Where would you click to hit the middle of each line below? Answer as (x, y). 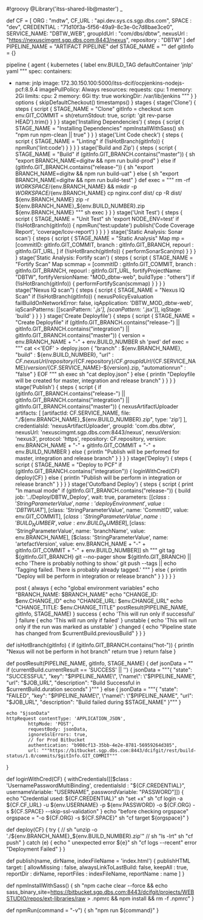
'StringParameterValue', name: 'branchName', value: (80, 531)
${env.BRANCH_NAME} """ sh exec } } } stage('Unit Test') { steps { (99, 212)
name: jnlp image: (37, 83)
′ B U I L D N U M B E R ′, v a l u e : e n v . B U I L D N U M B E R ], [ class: (81, 524)
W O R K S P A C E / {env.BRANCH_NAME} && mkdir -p (76, 186)
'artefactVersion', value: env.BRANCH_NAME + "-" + (80, 544)
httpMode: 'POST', (51, 724)
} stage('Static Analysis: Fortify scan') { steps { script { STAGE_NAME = (104, 258)
